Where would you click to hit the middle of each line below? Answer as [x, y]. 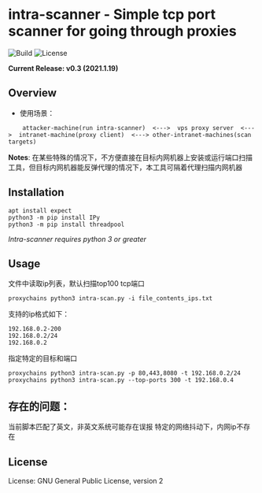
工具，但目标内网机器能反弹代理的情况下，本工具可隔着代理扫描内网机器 [125, 167]
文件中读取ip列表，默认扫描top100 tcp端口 [77, 284]
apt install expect [40, 210]
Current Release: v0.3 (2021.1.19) [63, 68]
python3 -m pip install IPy [54, 217]
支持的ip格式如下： [39, 314]
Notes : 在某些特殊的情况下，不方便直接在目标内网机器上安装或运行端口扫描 [131, 157]
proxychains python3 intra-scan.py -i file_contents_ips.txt [111, 298]
